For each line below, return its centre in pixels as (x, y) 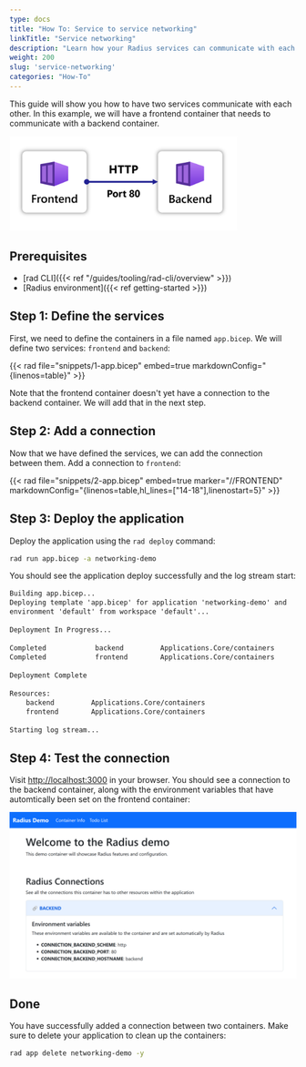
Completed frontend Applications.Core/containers (142, 657)
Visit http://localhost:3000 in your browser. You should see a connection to (150, 780)
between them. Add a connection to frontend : (95, 462)
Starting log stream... (55, 730)
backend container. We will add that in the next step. (108, 402)
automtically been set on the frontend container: (100, 799)
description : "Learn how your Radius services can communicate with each (153, 48)
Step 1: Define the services (87, 316)
